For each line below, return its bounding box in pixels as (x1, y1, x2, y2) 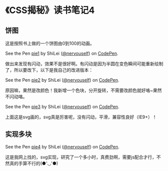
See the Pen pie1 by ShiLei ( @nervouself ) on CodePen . (5, 51, 119, 56)
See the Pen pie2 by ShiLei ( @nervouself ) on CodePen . (5, 77, 119, 83)
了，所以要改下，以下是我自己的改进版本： (5, 67, 93, 73)
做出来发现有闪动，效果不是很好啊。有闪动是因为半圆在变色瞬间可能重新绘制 (5, 61, 163, 67)
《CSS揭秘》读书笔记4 (5, 5, 95, 16)
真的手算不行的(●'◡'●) (9, 160, 59, 166)
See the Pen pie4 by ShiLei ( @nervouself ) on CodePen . (5, 143, 120, 149)
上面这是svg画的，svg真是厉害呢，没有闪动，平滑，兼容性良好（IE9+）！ (5, 114, 157, 120)
